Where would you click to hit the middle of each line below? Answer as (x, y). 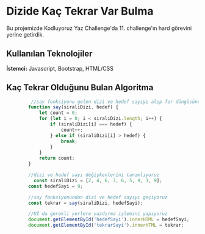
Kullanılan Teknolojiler (49, 54)
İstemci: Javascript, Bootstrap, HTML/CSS (60, 68)
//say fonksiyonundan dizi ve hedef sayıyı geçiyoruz (98, 197)
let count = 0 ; (58, 113)
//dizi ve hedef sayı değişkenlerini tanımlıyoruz (94, 175)
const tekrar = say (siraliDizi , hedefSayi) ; (86, 203)
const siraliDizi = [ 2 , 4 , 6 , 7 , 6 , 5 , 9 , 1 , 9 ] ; (98, 180)
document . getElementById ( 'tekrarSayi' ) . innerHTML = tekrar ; (106, 225)
